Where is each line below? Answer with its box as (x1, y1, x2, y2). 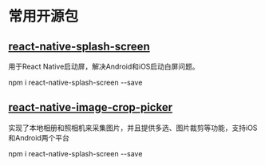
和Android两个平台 (8, 132, 69, 142)
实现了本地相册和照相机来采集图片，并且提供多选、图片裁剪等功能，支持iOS (8, 123, 258, 132)
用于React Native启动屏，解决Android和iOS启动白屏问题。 (8, 61, 200, 71)
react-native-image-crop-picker (8, 101, 173, 114)
